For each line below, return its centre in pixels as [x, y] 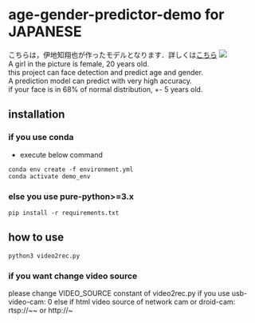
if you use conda [41, 138]
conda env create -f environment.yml [71, 169]
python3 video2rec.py [44, 256]
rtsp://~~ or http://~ [41, 310]
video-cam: [27, 302]
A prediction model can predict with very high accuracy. [100, 81]
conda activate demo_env [49, 176]
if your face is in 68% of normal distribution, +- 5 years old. [106, 89]
